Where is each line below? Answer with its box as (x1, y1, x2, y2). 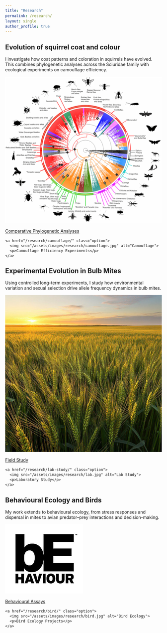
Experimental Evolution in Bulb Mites (5, 267, 121, 275)
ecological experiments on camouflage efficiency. (5, 67, 107, 73)
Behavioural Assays (5, 599, 46, 605)
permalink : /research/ (5, 13, 52, 18)
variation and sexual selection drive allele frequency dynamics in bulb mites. (5, 285, 162, 291)
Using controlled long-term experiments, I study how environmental (5, 280, 144, 286)
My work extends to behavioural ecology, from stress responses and (5, 509, 146, 515)
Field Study (5, 457, 29, 463)
